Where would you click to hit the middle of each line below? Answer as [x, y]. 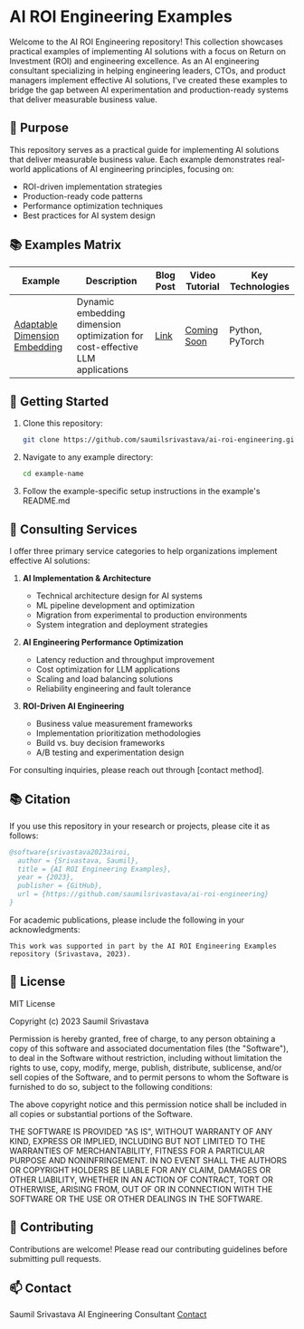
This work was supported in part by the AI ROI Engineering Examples [143, 946]
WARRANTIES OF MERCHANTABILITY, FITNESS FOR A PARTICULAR [137, 1151]
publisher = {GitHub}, [60, 886]
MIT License [33, 1003]
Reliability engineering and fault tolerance [114, 688]
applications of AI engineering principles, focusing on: [133, 168]
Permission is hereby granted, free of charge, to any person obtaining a [142, 1038]
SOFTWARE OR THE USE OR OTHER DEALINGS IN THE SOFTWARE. [136, 1199]
